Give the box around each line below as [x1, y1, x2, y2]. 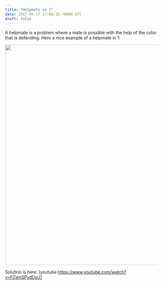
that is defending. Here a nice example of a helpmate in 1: [5, 35, 121, 41]
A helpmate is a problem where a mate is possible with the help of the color [5, 30, 157, 36]
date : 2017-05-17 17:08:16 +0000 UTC [5, 12, 82, 17]
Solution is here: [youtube [5, 269, 57, 275]
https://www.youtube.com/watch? [58, 269, 126, 275]
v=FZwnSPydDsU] [5, 274, 42, 280]
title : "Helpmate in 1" [5, 7, 54, 12]
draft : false [5, 16, 32, 21]
